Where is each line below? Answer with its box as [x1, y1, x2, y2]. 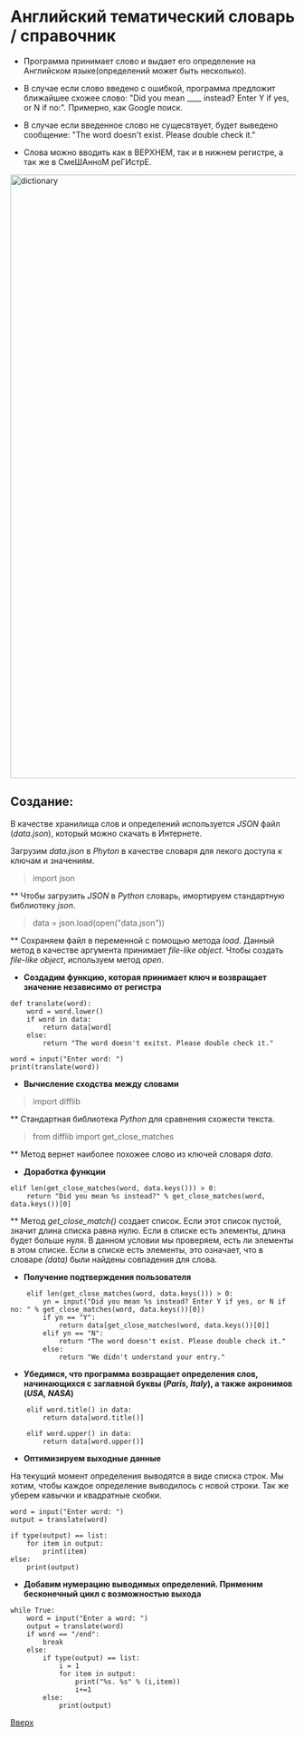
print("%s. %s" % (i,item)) [74, 1677, 181, 1686]
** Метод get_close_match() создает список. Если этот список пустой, [10, 1215, 282, 1226]
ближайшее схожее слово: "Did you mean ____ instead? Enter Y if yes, [23, 92, 290, 103]
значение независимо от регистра [23, 981, 162, 992]
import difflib [32, 1095, 81, 1107]
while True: [10, 1606, 55, 1615]
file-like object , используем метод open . [10, 954, 165, 965]
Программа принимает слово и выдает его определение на [23, 55, 256, 66]
